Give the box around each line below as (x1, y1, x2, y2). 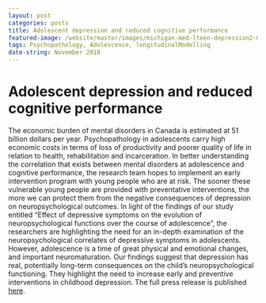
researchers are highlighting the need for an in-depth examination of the (8, 227, 244, 236)
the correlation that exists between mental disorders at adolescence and (8, 159, 245, 169)
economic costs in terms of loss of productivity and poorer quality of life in (8, 142, 252, 151)
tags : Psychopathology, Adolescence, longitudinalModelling (8, 41, 211, 49)
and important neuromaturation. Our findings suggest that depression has (8, 251, 249, 262)
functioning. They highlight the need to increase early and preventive (8, 269, 234, 278)
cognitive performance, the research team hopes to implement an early (8, 167, 241, 177)
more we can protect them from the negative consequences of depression (8, 193, 251, 202)
